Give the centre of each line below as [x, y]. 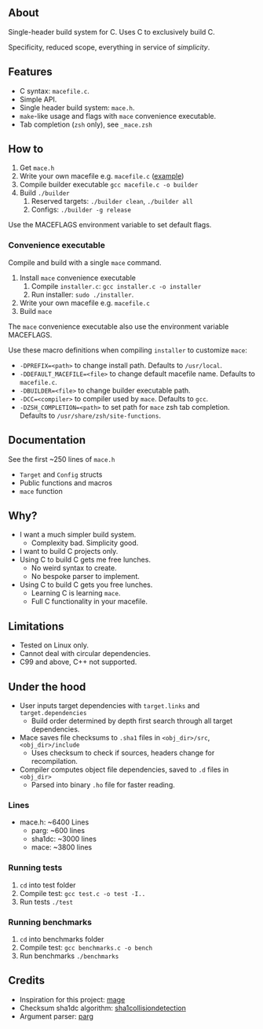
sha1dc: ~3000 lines [64, 839]
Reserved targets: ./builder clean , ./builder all [112, 201]
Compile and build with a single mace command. [85, 262]
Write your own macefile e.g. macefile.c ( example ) [102, 176]
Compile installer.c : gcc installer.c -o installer [116, 286]
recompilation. [55, 761]
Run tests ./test [46, 902]
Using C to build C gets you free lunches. [86, 585]
